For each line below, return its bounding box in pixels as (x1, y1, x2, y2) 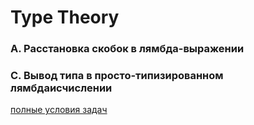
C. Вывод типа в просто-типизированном (10, 69, 224, 83)
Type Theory (10, 6, 120, 29)
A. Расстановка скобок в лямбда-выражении (10, 42, 245, 56)
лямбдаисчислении (10, 81, 113, 95)
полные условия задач (10, 104, 108, 116)
